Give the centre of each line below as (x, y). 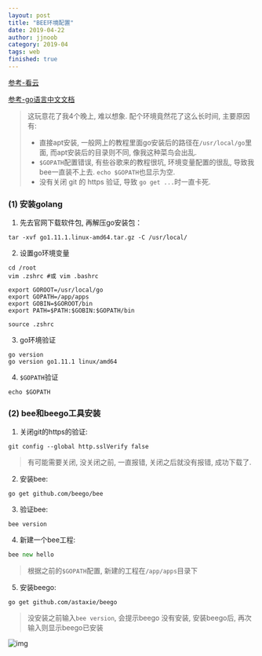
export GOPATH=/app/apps (49, 297)
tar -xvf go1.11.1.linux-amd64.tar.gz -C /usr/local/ (98, 238)
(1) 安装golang (35, 203)
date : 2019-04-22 (36, 30)
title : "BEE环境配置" (41, 23)
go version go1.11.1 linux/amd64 (63, 362)
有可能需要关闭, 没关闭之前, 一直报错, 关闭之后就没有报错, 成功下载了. (139, 462)
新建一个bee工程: (47, 540)
